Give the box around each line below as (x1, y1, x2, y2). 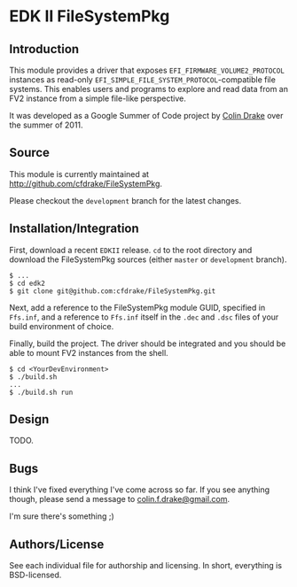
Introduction (9, 42, 80, 57)
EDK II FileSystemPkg (9, 6, 170, 27)
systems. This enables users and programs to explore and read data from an (9, 84, 288, 94)
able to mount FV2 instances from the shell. (9, 347, 168, 358)
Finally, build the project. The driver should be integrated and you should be (9, 338, 286, 349)
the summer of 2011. (9, 120, 83, 130)
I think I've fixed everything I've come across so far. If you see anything (9, 484, 270, 495)
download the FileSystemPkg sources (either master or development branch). (9, 254, 287, 265)
